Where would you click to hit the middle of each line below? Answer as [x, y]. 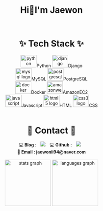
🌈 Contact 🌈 [51, 131]
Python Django [60, 66]
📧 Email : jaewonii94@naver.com [51, 152]
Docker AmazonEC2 [60, 92]
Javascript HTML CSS [60, 105]
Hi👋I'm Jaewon [51, 10]
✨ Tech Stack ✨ [51, 44]
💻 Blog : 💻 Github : [45, 144]
